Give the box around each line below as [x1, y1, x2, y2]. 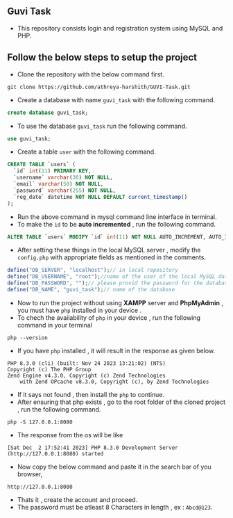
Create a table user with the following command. [17, 147, 156, 156]
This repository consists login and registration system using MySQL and [17, 24, 223, 32]
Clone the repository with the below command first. [17, 70, 164, 79]
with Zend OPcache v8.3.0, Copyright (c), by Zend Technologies [19, 378, 209, 385]
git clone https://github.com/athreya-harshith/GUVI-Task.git [7, 83, 191, 90]
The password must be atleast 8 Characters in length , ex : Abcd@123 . [17, 503, 213, 511]
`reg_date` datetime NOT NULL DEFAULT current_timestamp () [13, 193, 188, 200]
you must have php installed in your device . [17, 306, 142, 314]
